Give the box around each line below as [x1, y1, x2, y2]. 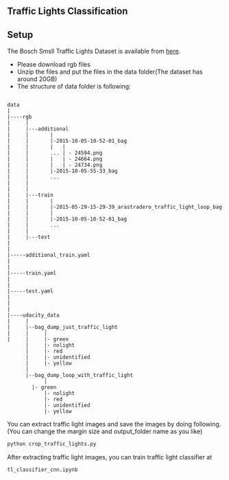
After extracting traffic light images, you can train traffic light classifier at [7, 453, 213, 461]
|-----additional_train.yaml [7, 252, 91, 259]
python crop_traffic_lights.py [7, 441, 97, 448]
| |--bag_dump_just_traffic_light [7, 324, 118, 331]
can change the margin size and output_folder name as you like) [21, 427, 203, 435]
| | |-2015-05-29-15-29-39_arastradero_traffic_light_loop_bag [7, 204, 223, 211]
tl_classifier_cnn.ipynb [7, 466, 78, 473]
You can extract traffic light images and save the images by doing [7, 420, 193, 428]
